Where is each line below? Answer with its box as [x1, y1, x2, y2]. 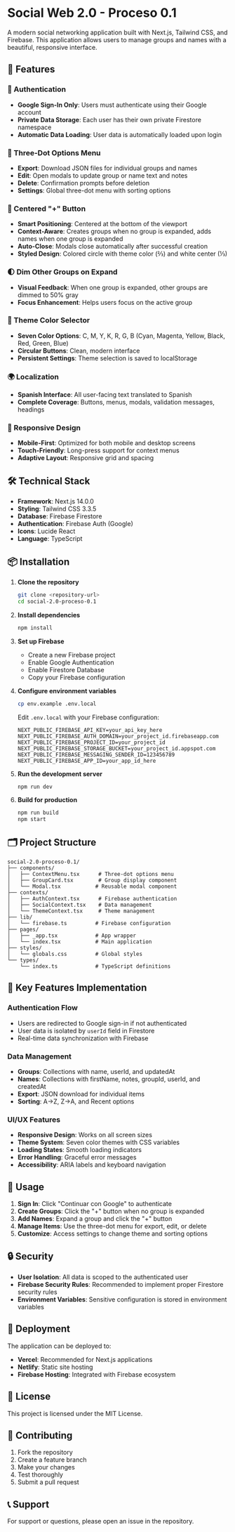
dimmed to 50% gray [17, 290, 79, 299]
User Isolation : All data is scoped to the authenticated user [17, 1273, 189, 1281]
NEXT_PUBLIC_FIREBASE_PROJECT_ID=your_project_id [17, 739, 166, 746]
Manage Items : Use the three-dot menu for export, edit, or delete [17, 1222, 207, 1231]
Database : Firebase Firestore [17, 512, 102, 521]
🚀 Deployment [7, 1323, 70, 1335]
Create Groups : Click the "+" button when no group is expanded [17, 1207, 205, 1216]
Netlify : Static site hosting [17, 1363, 93, 1371]
